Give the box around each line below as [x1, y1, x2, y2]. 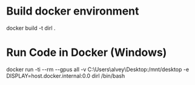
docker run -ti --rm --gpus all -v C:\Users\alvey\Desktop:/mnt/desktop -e [6, 66, 190, 73]
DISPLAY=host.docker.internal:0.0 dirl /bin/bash [6, 72, 125, 80]
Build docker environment [6, 4, 139, 18]
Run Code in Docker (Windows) [6, 46, 167, 59]
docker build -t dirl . [6, 24, 56, 32]
